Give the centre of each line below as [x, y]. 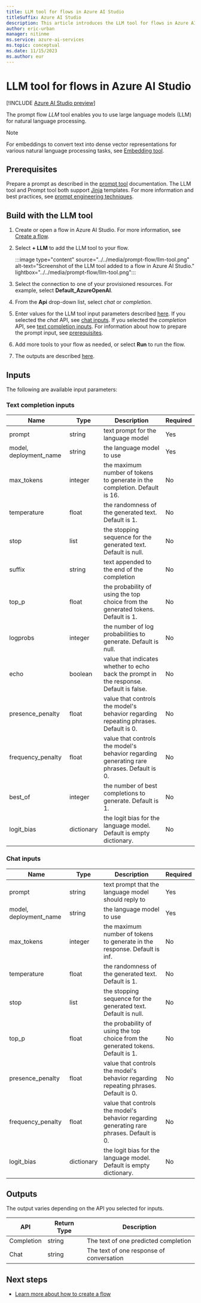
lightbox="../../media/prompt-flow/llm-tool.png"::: [75, 272]
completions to [124, 794]
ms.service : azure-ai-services [45, 40]
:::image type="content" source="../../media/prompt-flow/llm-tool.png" [102, 260]
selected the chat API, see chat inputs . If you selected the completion [100, 320]
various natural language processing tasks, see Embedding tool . [85, 150]
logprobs [22, 638]
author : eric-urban [31, 29]
